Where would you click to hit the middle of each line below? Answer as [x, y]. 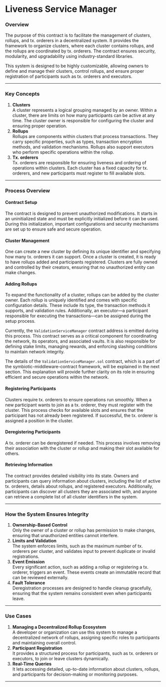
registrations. [26, 557]
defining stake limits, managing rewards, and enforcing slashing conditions [81, 346]
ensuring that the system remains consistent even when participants [82, 593]
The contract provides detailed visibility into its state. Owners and [72, 476]
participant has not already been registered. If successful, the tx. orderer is [82, 415]
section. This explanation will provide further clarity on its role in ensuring [80, 372]
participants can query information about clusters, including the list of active [83, 481]
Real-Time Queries [32, 664]
